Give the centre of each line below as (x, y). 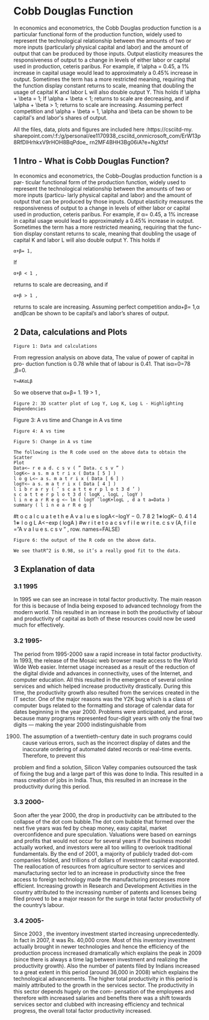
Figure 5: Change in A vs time (53, 441)
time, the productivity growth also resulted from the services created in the (107, 692)
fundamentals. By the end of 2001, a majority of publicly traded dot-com (103, 853)
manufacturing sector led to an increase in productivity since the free (99, 873)
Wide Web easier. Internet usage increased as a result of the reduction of (104, 667)
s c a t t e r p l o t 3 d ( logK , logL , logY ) (78, 494)
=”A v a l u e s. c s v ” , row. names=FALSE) (67, 529)
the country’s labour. (39, 905)
